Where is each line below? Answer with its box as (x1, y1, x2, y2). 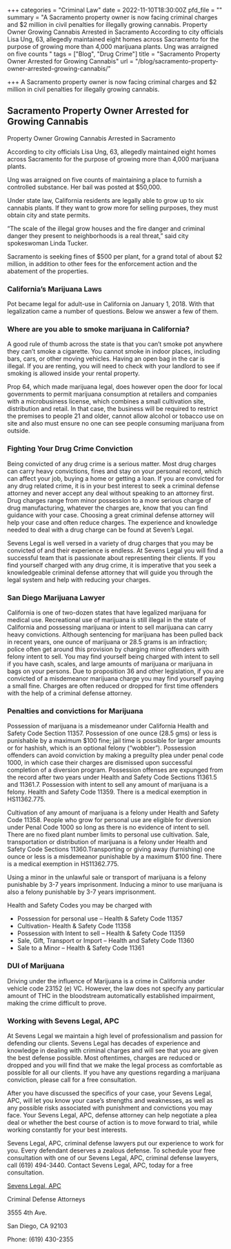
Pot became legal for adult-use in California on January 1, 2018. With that (7, 300, 215, 308)
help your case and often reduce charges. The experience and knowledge (7, 518, 218, 526)
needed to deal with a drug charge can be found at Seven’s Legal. (7, 526, 194, 534)
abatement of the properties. (7, 267, 89, 275)
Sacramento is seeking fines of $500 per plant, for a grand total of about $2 (7, 252, 223, 261)
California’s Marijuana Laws (7, 284, 102, 294)
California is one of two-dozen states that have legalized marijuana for (7, 608, 207, 617)
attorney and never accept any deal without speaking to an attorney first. (7, 489, 214, 497)
